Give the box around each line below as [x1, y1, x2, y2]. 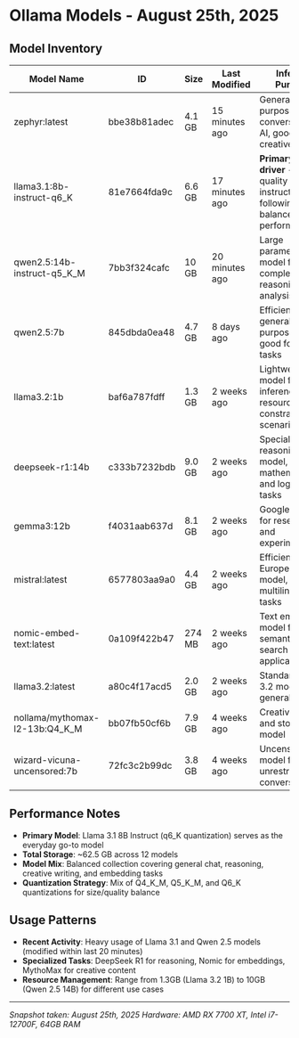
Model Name [28, 73, 85, 85]
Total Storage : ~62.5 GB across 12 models [21, 848, 179, 860]
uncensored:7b [13, 765, 78, 777]
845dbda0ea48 [108, 326, 175, 339]
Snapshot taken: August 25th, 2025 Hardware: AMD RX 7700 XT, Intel [9, 1009, 267, 1020]
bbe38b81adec [108, 116, 174, 127]
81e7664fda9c [108, 186, 174, 198]
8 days [212, 321, 240, 332]
